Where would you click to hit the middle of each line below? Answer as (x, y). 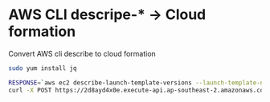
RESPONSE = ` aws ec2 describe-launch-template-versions (100, 82)
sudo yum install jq (43, 68)
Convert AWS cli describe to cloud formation (82, 53)
